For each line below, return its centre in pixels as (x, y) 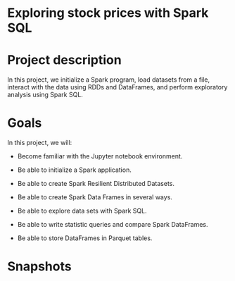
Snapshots (39, 267)
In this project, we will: (40, 143)
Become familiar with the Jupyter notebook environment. (100, 156)
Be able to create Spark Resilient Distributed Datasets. (96, 184)
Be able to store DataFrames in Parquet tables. (85, 238)
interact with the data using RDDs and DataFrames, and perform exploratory (118, 87)
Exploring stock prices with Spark (108, 13)
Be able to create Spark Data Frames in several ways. (95, 197)
